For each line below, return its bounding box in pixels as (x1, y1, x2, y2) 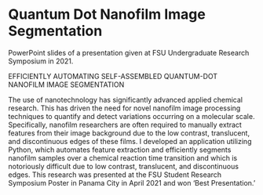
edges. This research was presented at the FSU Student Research (8, 170, 222, 179)
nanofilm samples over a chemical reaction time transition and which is (8, 153, 238, 162)
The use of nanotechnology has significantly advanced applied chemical (8, 95, 243, 104)
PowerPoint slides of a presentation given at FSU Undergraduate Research (8, 48, 250, 57)
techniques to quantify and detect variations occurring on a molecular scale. (8, 111, 255, 121)
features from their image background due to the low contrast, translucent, (8, 128, 250, 138)
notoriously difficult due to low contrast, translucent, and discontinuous (8, 161, 239, 171)
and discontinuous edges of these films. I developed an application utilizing (8, 136, 252, 146)
